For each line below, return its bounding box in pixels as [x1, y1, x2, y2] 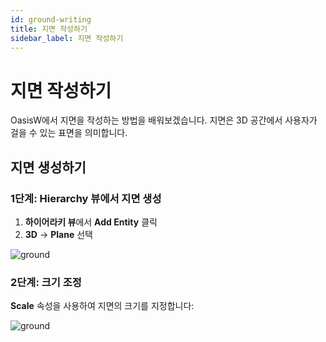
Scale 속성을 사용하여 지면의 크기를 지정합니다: [10, 300, 195, 312]
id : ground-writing [10, 14, 92, 25]
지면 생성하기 [10, 159, 87, 176]
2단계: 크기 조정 [10, 275, 82, 289]
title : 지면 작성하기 [10, 24, 88, 34]
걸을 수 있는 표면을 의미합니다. [10, 127, 128, 139]
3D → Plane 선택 [24, 229, 93, 240]
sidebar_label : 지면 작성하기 [10, 33, 124, 43]
